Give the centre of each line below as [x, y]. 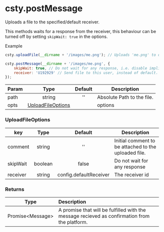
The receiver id [132, 175]
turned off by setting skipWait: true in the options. [57, 36]
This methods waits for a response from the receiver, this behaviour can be [81, 31]
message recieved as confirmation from [104, 216]
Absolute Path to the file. [125, 97]
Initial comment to [135, 141]
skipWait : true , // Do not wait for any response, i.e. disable [81, 68]
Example [14, 46]
